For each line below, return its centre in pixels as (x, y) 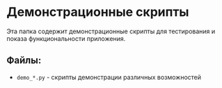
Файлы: (24, 61)
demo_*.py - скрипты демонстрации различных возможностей (109, 77)
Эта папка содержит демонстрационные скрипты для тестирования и (111, 31)
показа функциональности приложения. (66, 38)
